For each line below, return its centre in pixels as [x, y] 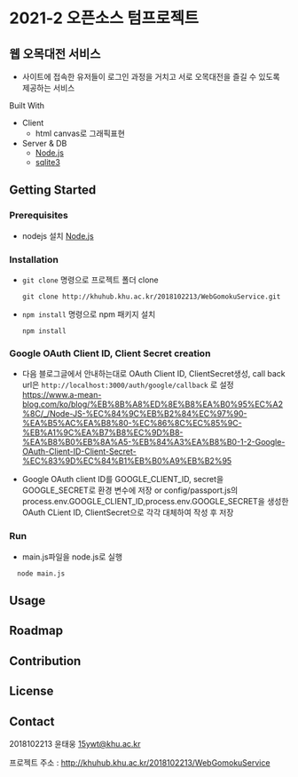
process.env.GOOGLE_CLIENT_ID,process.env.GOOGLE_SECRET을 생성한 [155, 502]
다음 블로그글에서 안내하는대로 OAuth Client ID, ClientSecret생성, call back [153, 374]
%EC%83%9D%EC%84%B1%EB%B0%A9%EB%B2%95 [127, 461]
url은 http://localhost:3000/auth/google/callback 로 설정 [128, 385]
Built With [27, 106]
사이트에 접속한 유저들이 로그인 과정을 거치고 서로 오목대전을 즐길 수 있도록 [151, 77]
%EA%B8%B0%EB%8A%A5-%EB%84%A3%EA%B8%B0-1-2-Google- [153, 442]
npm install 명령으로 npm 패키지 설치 [89, 314]
